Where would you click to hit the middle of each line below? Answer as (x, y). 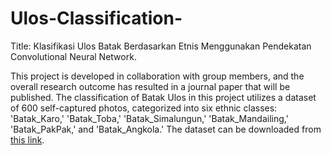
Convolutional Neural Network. (73, 56)
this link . (27, 139)
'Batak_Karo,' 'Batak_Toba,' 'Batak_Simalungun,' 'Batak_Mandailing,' (149, 118)
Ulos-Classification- (96, 18)
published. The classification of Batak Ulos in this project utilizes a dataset (163, 97)
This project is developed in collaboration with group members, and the (157, 76)
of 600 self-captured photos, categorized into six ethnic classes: (144, 108)
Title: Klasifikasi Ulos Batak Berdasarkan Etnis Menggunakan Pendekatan (161, 46)
